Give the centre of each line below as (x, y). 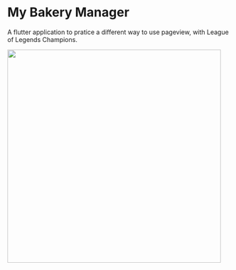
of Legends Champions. (43, 39)
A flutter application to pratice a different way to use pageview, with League (118, 32)
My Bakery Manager (69, 12)
